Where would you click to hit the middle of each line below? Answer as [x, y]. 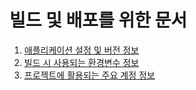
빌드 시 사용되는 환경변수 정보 [81, 62]
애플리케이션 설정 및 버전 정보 [81, 50]
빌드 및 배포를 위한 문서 [98, 20]
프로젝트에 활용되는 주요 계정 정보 [89, 75]
